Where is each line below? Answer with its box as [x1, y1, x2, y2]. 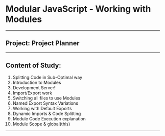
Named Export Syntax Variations [12, 100, 78, 106]
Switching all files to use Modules [12, 95, 80, 101]
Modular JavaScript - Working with [5, 3, 151, 15]
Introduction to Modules [12, 79, 61, 85]
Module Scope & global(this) [12, 121, 71, 127]
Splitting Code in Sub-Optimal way [12, 74, 83, 80]
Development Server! [12, 84, 56, 91]
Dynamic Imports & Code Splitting [12, 111, 81, 117]
